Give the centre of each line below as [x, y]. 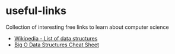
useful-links [36, 11]
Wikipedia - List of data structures [56, 38]
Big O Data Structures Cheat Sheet [56, 45]
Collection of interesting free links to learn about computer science [87, 27]
